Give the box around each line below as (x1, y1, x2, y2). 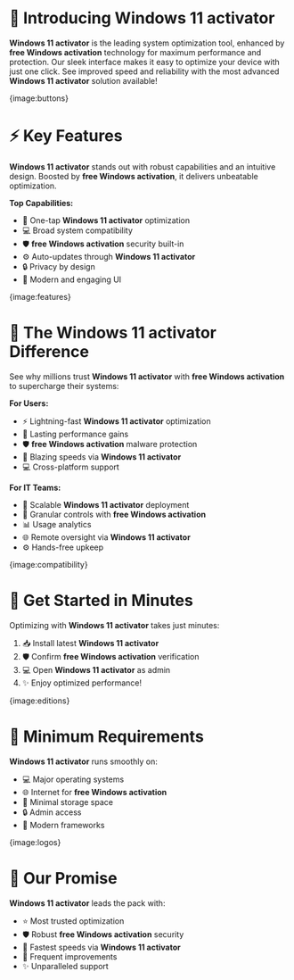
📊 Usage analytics (21, 519, 92, 529)
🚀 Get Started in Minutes (9, 591, 193, 610)
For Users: (9, 397, 49, 409)
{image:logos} (9, 836, 61, 847)
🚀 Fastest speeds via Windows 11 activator (21, 942, 181, 952)
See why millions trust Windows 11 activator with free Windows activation (9, 370, 285, 382)
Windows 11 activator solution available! (9, 75, 158, 86)
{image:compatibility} (9, 559, 88, 569)
